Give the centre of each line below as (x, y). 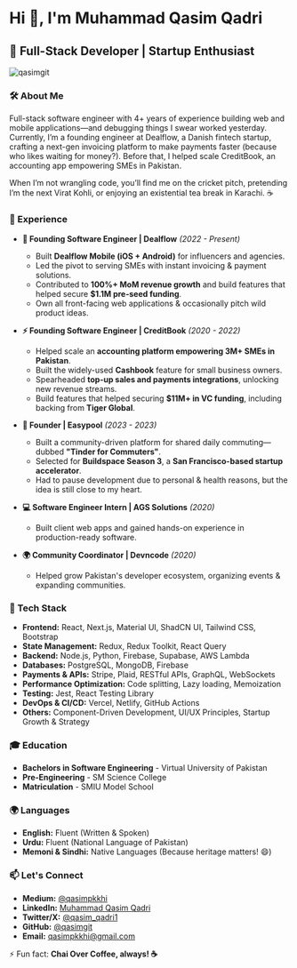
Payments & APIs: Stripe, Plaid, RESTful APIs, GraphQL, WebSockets (148, 674)
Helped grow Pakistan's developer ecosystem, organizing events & (158, 575)
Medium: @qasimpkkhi (65, 898)
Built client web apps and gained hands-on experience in (140, 527)
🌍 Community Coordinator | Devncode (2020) (109, 555)
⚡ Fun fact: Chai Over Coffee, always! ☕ (84, 954)
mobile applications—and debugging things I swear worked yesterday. (138, 128)
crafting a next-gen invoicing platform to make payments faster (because (143, 147)
